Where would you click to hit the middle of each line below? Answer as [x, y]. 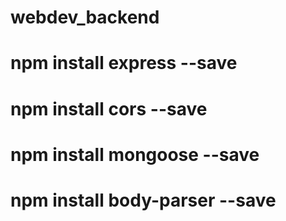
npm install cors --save [109, 108]
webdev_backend [85, 17]
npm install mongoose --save [135, 154]
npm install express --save [124, 63]
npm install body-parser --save [143, 200]
